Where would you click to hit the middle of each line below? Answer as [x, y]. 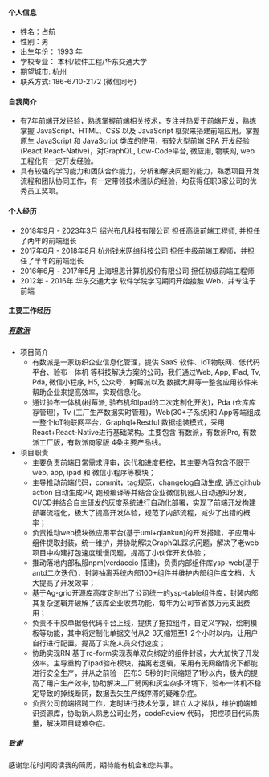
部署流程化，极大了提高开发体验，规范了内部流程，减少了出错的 [137, 513]
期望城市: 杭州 [43, 71]
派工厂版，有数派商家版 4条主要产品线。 [99, 442]
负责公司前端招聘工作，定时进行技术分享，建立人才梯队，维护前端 [141, 703]
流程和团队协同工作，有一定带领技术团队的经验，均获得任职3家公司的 [135, 181]
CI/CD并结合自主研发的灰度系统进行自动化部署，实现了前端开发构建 [144, 502]
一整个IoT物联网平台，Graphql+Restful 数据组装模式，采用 [128, 422]
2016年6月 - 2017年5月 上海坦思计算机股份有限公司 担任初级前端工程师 [137, 271]
